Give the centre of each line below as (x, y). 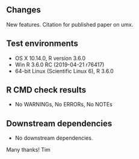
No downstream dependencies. (54, 138)
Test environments (42, 44)
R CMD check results (46, 90)
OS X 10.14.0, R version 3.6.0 (50, 58)
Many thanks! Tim (29, 150)
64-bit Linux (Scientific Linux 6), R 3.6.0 (64, 71)
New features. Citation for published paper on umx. (70, 24)
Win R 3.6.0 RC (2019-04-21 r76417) (60, 64)
